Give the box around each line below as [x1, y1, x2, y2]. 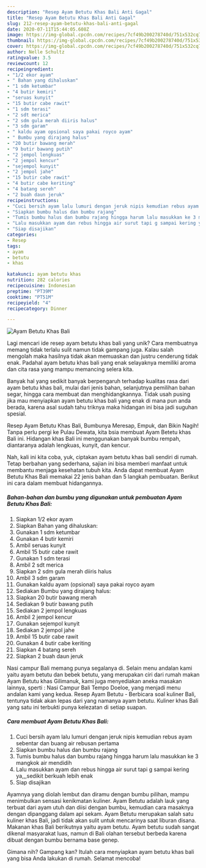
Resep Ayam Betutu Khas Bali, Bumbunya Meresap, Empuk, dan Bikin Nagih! [7, 422, 199, 430]
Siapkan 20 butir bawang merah [15, 594, 97, 602]
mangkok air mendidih [15, 759, 72, 767]
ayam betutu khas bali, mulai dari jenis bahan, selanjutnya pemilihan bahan [7, 384, 195, 392]
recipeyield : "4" [7, 300, 51, 306]
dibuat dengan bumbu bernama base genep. [7, 836, 120, 844]
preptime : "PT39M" [7, 288, 54, 295]
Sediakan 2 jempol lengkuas [15, 607, 87, 614]
